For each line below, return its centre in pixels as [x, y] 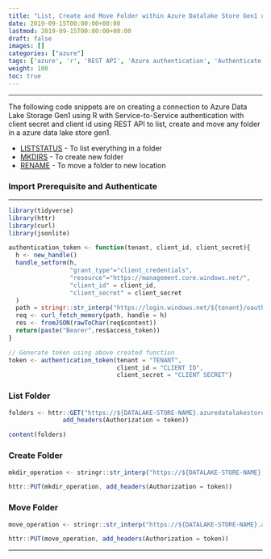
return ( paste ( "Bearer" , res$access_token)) [88, 331]
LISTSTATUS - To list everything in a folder [91, 148]
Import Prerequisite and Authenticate [83, 186]
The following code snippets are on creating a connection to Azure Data [128, 107]
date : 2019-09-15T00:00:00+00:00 [65, 23]
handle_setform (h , [47, 263]
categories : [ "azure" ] [46, 53]
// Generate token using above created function [92, 353]
